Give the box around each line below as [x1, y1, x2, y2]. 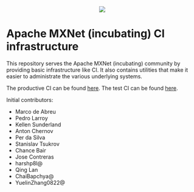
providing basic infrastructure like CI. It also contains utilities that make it [6, 66, 189, 74]
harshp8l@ [15, 159, 43, 166]
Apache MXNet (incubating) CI [6, 27, 165, 41]
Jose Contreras [15, 153, 54, 160]
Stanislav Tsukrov [15, 140, 60, 148]
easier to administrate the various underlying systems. [6, 72, 143, 80]
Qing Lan [15, 166, 38, 173]
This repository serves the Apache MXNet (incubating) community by [6, 60, 181, 67]
